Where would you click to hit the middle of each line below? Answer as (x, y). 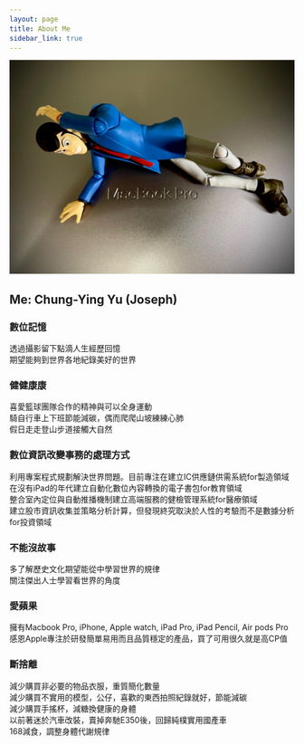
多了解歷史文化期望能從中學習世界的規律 (85, 568)
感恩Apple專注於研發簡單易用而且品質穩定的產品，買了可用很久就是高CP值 (148, 639)
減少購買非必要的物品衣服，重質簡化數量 (85, 686)
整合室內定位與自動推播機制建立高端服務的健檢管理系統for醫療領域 (133, 499)
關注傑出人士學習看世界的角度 (65, 580)
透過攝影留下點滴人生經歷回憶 (65, 349)
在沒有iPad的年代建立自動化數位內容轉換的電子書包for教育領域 (126, 488)
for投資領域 (31, 521)
